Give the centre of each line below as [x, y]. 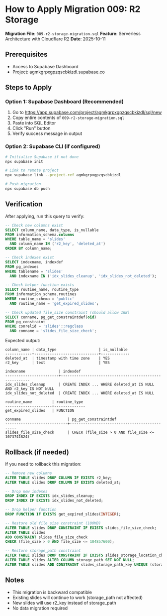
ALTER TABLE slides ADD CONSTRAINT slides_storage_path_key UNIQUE [77, 564]
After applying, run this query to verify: [45, 216]
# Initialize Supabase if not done [42, 157]
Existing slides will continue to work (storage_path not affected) [78, 597]
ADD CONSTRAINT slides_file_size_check [46, 537]
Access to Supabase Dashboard [45, 66]
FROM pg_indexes [22, 267]
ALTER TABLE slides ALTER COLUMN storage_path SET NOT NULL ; [70, 560]
